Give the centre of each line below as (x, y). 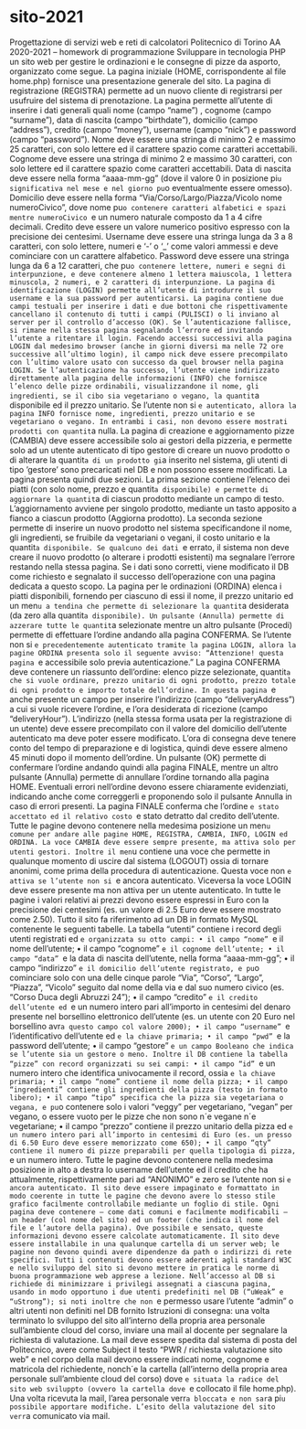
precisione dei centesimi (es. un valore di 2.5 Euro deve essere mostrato (145, 909)
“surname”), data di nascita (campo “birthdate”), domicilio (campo (134, 120)
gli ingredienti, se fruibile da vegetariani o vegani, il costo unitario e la (140, 538)
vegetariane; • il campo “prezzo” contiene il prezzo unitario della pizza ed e (152, 1125)
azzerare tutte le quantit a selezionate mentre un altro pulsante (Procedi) (151, 624)
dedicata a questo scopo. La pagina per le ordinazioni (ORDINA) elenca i (146, 586)
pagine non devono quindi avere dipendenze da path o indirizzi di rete (151, 1252)
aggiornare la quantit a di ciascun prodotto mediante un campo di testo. (147, 498)
